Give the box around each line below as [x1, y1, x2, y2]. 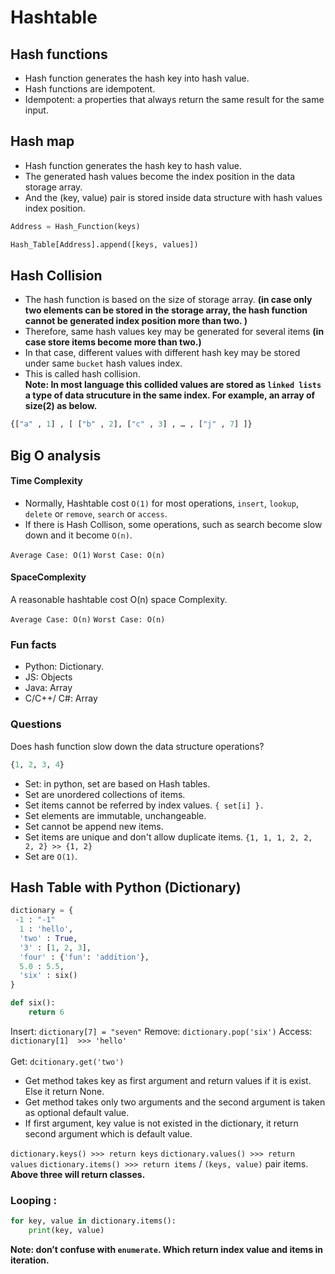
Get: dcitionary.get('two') [10, 1055, 125, 1067]
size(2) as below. [24, 400, 98, 412]
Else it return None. [24, 1085, 105, 1097]
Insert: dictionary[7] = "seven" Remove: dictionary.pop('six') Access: [10, 1025, 313, 1037]
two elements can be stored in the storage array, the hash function [24, 304, 308, 316]
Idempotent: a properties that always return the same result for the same [24, 94, 325, 105]
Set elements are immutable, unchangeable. [24, 809, 207, 821]
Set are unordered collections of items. [24, 788, 186, 800]
